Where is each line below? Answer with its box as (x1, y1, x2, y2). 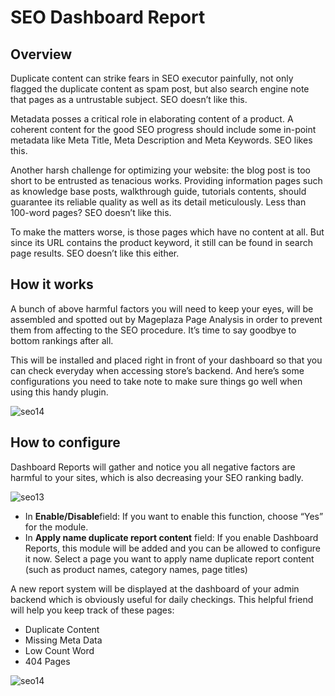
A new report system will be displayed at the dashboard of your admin (10, 582, 300, 595)
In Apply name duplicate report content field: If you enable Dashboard (24, 531, 319, 543)
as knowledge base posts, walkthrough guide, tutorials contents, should (10, 186, 307, 197)
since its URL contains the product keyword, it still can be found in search (10, 237, 313, 248)
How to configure (10, 434, 121, 451)
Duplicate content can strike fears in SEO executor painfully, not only (10, 72, 294, 84)
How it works (10, 276, 94, 293)
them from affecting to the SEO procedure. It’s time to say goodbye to (10, 324, 297, 336)
